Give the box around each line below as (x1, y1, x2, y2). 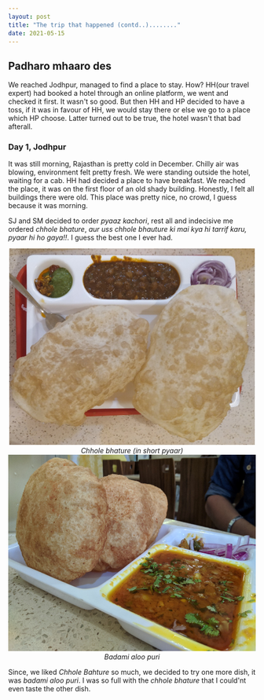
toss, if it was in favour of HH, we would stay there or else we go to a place (8, 105, 251, 115)
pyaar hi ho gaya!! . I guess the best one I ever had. (8, 233, 173, 243)
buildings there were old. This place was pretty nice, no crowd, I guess (8, 192, 237, 202)
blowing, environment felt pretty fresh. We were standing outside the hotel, (8, 167, 251, 177)
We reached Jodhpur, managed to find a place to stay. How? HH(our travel (8, 80, 250, 90)
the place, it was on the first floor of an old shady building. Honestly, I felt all (8, 185, 255, 194)
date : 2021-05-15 (8, 29, 65, 37)
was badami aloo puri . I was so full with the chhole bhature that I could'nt (8, 676, 247, 685)
